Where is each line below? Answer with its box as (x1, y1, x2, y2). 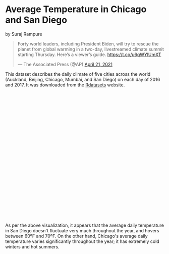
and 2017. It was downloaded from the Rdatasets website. (5, 82, 125, 88)
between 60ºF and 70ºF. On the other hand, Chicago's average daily (5, 233, 148, 239)
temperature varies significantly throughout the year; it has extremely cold (5, 238, 160, 244)
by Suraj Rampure (5, 31, 42, 37)
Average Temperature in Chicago (5, 4, 147, 15)
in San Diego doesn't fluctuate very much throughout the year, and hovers (5, 227, 159, 233)
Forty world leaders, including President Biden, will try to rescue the (17, 40, 159, 46)
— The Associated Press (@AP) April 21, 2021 (17, 61, 112, 67)
